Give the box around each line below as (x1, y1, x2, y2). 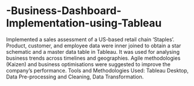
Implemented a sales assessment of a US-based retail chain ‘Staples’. (6, 36, 175, 43)
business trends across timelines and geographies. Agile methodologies (6, 54, 181, 61)
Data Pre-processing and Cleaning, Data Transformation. (6, 73, 144, 80)
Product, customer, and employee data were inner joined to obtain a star (6, 42, 181, 49)
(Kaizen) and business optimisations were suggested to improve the (6, 60, 170, 68)
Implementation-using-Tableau (6, 16, 162, 30)
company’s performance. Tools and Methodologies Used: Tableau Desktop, (6, 67, 189, 74)
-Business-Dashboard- (6, 4, 122, 18)
